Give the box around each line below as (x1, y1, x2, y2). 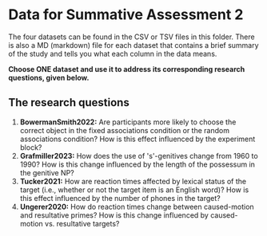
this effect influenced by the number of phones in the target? (19, 193, 221, 203)
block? (19, 142, 42, 152)
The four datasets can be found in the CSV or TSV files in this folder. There (8, 32, 255, 41)
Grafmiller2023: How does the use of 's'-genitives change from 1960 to (19, 151, 258, 160)
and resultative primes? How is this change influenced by (19, 210, 209, 220)
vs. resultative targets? (45, 218, 120, 228)
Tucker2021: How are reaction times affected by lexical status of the (19, 176, 246, 186)
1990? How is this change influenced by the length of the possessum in (19, 159, 256, 169)
